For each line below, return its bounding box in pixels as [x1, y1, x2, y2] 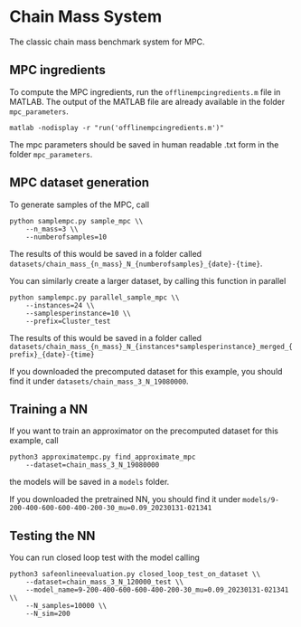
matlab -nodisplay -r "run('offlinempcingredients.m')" [9, 123, 224, 132]
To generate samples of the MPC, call [9, 199, 150, 210]
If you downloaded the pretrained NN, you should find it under [9, 494, 241, 505]
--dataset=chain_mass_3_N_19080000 [25, 461, 160, 470]
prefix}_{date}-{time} [9, 350, 95, 359]
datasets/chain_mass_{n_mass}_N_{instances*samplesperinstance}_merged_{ [9, 342, 294, 351]
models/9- [242, 496, 280, 505]
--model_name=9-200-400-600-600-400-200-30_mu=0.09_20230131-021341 [25, 585, 289, 594]
